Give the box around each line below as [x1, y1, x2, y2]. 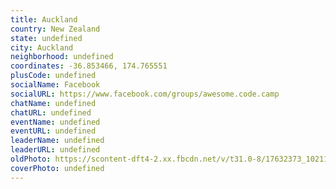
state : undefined [10, 33, 83, 43]
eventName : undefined [10, 117, 101, 127]
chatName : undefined [10, 98, 97, 108]
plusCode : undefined [10, 71, 97, 81]
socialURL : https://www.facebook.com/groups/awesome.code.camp [10, 89, 280, 99]
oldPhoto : [10, 154, 52, 164]
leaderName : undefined [10, 136, 105, 146]
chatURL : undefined [10, 107, 92, 118]
